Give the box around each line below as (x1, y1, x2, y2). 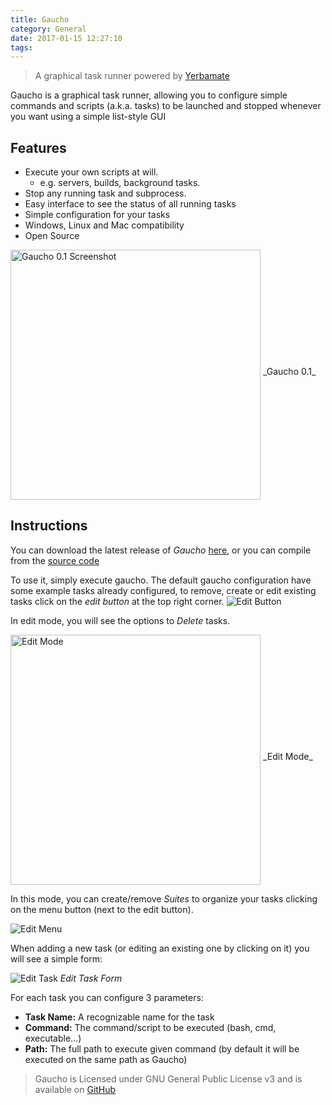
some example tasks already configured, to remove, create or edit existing (10, 584, 317, 596)
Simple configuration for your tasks (24, 209, 171, 221)
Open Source (24, 230, 80, 242)
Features (10, 139, 67, 156)
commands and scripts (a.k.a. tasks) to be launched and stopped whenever (10, 100, 322, 112)
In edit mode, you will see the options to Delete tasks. (10, 614, 231, 626)
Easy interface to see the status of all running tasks (24, 198, 237, 210)
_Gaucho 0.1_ (262, 366, 317, 378)
